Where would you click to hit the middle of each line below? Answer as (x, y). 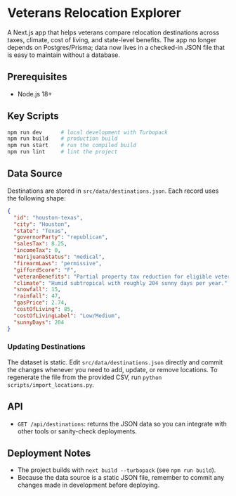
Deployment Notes (49, 453)
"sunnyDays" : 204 (39, 322)
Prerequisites (37, 77)
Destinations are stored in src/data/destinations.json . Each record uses (113, 191)
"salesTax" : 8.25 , (41, 244)
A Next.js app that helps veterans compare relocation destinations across (113, 32)
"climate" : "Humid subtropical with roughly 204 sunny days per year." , (122, 283)
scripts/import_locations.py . (51, 384)
